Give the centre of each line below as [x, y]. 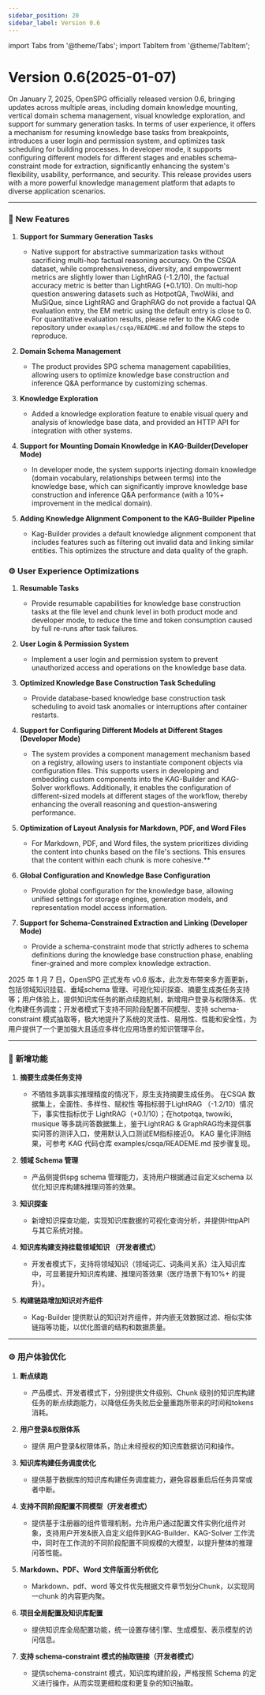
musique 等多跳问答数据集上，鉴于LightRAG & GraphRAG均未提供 [138, 1124]
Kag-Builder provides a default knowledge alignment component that [144, 533]
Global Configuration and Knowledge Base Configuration [115, 876]
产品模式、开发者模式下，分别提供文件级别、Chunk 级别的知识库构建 [143, 1392]
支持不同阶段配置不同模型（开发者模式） [85, 1506]
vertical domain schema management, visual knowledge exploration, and [127, 116]
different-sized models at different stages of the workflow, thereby [140, 796]
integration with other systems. [82, 430]
